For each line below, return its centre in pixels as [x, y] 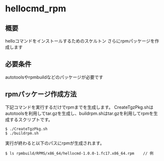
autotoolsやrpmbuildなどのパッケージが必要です [54, 77]
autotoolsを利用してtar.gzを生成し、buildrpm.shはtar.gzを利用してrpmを [80, 113]
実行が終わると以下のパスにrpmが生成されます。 [55, 143]
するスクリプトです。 [31, 119]
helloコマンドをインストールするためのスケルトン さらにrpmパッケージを [80, 41]
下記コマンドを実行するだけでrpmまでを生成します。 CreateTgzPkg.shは [79, 107]
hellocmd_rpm [36, 9]
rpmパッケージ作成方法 [41, 94]
